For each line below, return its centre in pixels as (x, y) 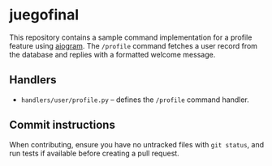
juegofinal (44, 15)
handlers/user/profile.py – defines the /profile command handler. (135, 100)
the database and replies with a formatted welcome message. (112, 54)
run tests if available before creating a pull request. (94, 153)
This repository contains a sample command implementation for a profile (131, 37)
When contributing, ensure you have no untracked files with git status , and (137, 144)
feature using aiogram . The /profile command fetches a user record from (134, 45)
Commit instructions (63, 125)
